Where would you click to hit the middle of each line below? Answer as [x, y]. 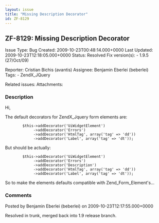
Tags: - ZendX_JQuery [28, 75]
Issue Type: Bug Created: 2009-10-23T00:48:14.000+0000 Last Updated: [79, 50]
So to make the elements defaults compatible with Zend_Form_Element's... [80, 183]
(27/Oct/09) [17, 60]
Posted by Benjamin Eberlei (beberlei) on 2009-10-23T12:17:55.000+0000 [79, 206]
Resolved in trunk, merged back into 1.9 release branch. [61, 215]
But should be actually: [28, 148]
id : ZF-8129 [17, 19]
